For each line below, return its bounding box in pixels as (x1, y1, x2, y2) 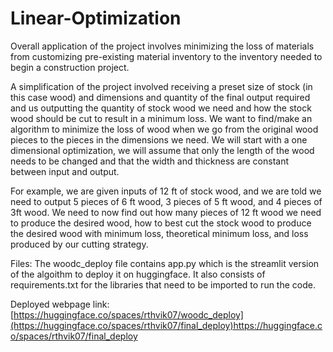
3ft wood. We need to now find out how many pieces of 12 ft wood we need (10, 206, 322, 218)
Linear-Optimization (10, 7, 182, 30)
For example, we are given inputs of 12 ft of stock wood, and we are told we (10, 185, 322, 197)
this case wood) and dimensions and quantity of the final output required (10, 91, 311, 103)
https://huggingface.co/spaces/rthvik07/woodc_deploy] (13, 308, 244, 321)
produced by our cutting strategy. (10, 238, 149, 250)
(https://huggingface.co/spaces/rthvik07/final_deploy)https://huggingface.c (10, 319, 323, 331)
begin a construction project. (10, 61, 130, 73)
